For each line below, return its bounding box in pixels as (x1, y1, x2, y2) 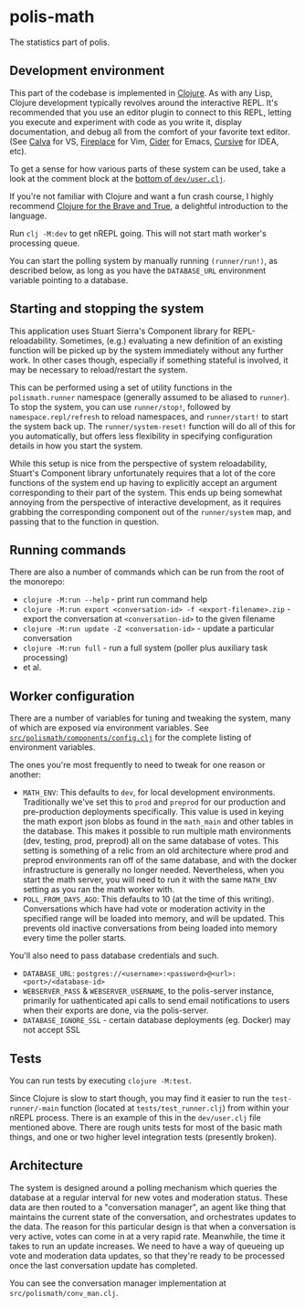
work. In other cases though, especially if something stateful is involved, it (9, 354, 289, 365)
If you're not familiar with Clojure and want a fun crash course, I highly (9, 190, 274, 202)
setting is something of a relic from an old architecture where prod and (22, 845, 289, 856)
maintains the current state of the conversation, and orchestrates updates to (9, 1211, 297, 1222)
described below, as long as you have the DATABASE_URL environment (9, 265, 267, 276)
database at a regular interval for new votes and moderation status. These (9, 1192, 289, 1203)
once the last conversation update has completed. (9, 1260, 198, 1270)
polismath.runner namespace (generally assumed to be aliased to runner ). (9, 391, 289, 403)
